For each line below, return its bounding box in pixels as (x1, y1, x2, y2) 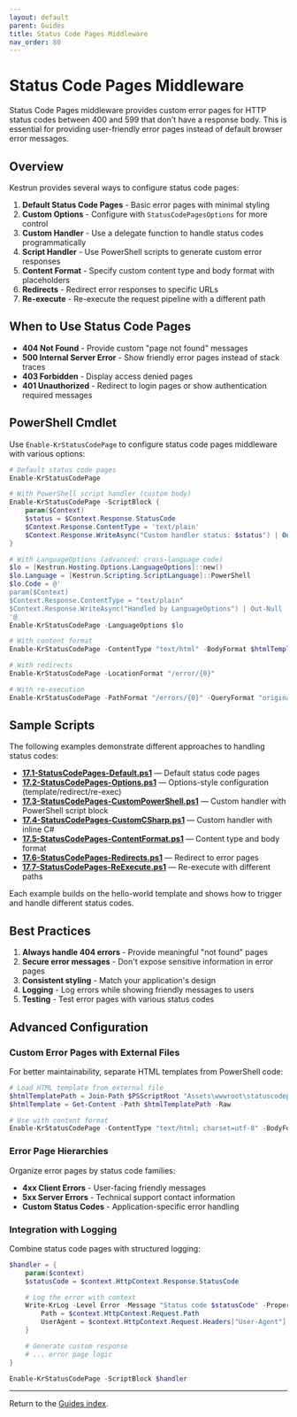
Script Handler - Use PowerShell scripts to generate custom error (21, 247, 263, 257)
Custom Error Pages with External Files (9, 1046, 180, 1059)
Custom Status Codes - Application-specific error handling (21, 1201, 240, 1212)
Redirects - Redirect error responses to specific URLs (21, 284, 219, 295)
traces (21, 361, 46, 372)
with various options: (9, 448, 86, 458)
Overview (9, 158, 65, 173)
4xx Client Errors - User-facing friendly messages (21, 1182, 206, 1193)
